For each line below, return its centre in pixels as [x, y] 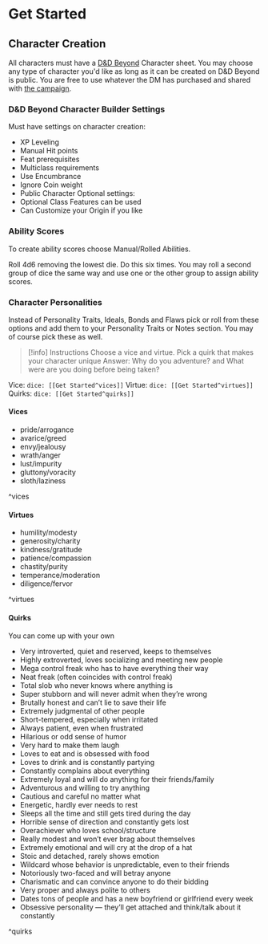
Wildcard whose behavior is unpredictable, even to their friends [124, 865]
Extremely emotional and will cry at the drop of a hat [106, 847]
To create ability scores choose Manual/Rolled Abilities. [100, 249]
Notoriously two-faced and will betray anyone [95, 873]
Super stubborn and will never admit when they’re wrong [114, 694]
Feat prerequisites [50, 159]
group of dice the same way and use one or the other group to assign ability [133, 273]
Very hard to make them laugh [70, 745]
